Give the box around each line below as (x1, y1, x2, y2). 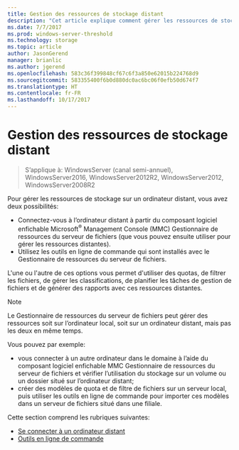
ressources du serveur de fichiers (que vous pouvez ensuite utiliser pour (17, 232, 231, 240)
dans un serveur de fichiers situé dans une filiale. (17, 399, 162, 407)
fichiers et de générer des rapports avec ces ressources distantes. (7, 284, 203, 292)
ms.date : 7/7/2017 (7, 23, 62, 31)
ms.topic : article (7, 43, 62, 50)
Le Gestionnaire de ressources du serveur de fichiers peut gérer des (7, 311, 208, 320)
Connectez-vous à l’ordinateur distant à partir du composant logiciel (17, 215, 218, 224)
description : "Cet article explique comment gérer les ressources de (7, 17, 218, 24)
